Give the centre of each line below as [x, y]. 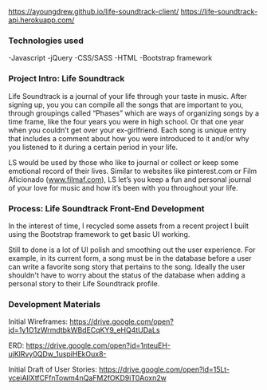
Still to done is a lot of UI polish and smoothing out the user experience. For [132, 250]
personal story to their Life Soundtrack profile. [84, 283]
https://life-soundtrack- [219, 12]
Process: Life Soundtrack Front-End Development [106, 208]
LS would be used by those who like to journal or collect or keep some [124, 162]
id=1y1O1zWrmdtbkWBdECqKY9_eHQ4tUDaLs [84, 330]
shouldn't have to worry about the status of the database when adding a [127, 275]
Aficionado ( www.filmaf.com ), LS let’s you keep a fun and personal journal [130, 179]
